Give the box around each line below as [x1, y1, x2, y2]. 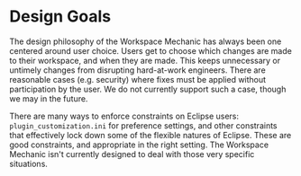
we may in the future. [9, 92, 88, 104]
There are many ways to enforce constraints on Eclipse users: [9, 110, 240, 121]
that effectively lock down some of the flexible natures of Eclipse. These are [9, 129, 292, 140]
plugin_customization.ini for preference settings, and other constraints [9, 119, 278, 131]
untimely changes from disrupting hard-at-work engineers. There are [9, 65, 266, 75]
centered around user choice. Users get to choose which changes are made [9, 45, 293, 56]
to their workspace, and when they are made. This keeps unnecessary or [9, 55, 281, 66]
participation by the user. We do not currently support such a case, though [9, 84, 287, 94]
